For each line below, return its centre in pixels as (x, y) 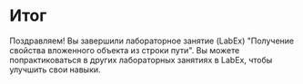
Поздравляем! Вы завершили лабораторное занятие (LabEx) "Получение (151, 41)
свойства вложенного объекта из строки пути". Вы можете (125, 50)
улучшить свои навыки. (56, 70)
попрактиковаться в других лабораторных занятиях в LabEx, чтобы (141, 60)
